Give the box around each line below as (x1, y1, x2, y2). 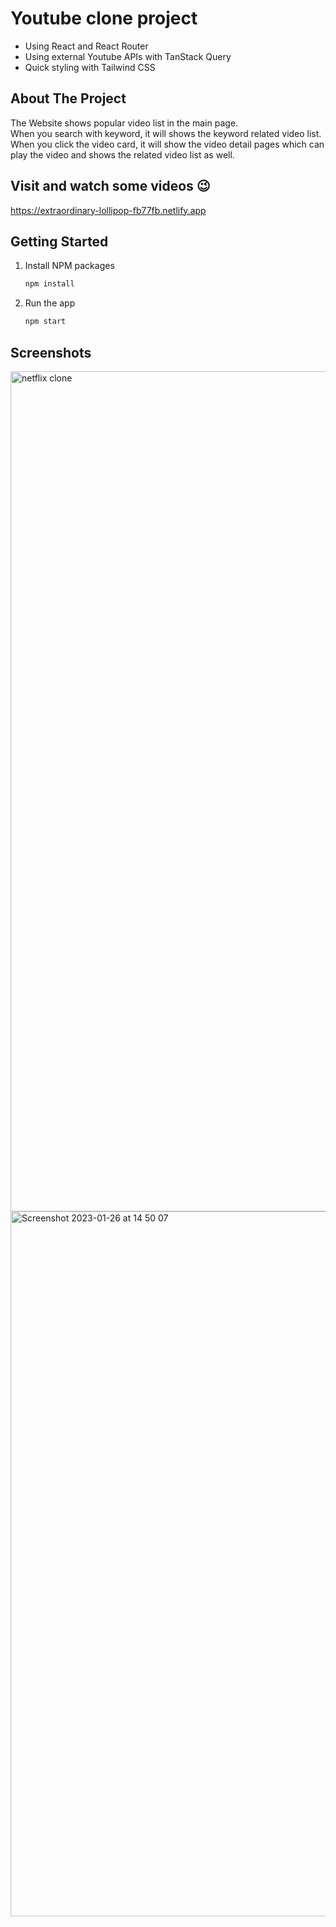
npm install (24, 279, 75, 289)
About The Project (10, 90, 127, 107)
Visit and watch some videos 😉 (10, 178, 211, 195)
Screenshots (10, 344, 92, 361)
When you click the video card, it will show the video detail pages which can (10, 138, 325, 150)
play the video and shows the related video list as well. (10, 148, 235, 161)
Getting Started (10, 233, 109, 250)
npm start (24, 317, 67, 327)
